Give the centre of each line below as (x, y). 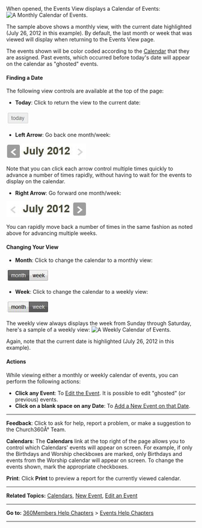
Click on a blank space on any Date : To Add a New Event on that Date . (103, 405)
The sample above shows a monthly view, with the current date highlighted (99, 27)
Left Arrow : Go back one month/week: (63, 135)
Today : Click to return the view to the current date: (78, 103)
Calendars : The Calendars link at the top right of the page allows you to (96, 441)
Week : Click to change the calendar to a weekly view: (81, 292)
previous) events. (36, 399)
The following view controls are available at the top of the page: (85, 91)
